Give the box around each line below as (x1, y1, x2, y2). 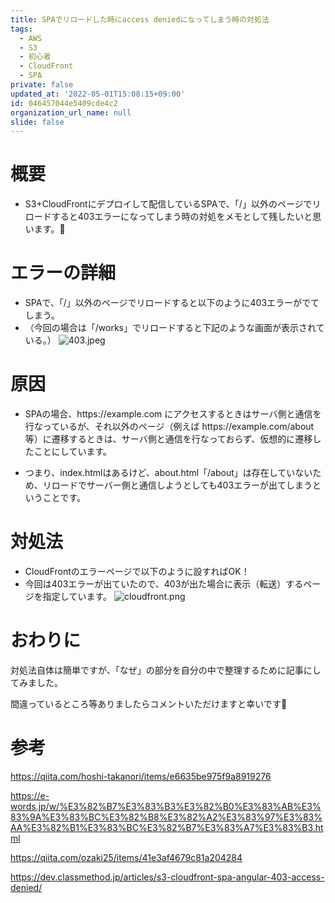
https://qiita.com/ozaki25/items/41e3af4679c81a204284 (10, 851, 243, 863)
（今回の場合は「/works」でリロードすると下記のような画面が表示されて (24, 322, 325, 334)
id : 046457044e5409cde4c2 (10, 98, 118, 108)
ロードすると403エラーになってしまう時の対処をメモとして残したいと (24, 211, 313, 223)
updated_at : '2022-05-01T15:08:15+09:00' (10, 89, 186, 99)
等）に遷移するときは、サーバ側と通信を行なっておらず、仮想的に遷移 (24, 433, 313, 445)
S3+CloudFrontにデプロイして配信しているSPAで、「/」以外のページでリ (24, 198, 322, 210)
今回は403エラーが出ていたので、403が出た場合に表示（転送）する (24, 578, 304, 590)
